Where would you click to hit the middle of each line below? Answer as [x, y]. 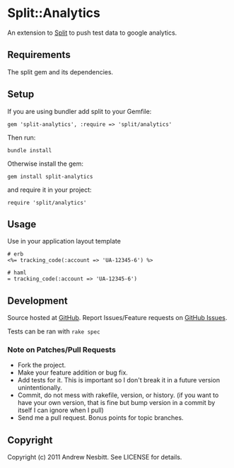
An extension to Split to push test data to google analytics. [92, 33]
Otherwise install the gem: [45, 164]
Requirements [39, 55]
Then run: [22, 137]
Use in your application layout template [64, 241]
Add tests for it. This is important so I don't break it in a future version [119, 380]
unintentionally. [40, 388]
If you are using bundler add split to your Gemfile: [80, 111]
